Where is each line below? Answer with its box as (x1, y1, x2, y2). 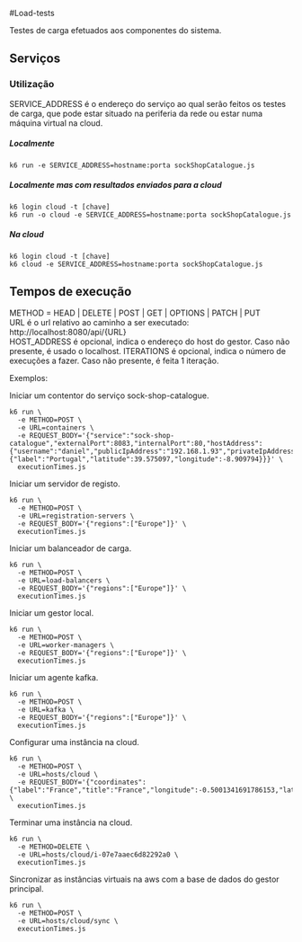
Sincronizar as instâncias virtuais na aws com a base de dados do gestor (9, 874, 280, 884)
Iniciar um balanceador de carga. (9, 543, 132, 554)
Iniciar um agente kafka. (9, 672, 99, 683)
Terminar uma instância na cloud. (9, 817, 133, 828)
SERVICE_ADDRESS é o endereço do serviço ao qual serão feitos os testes (9, 98, 286, 109)
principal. (9, 884, 45, 894)
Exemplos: (9, 373, 48, 384)
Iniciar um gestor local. (9, 608, 94, 618)
